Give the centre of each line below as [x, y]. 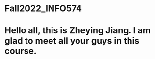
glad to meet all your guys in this [72, 41]
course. [21, 51]
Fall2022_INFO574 [43, 8]
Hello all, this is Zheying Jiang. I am [77, 31]
